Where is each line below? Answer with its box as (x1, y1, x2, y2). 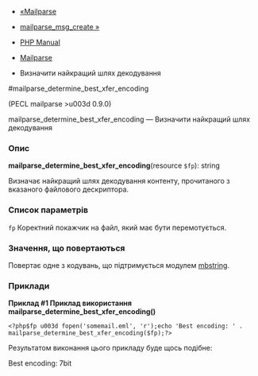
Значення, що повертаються (8, 242, 125, 254)
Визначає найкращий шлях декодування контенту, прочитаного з (8, 176, 230, 186)
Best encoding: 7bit (8, 359, 72, 368)
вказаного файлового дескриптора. (8, 184, 129, 194)
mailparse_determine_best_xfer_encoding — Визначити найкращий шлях (8, 114, 251, 124)
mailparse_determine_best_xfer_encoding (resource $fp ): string (8, 161, 221, 170)
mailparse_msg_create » (19, 22, 100, 31)
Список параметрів (8, 204, 89, 215)
